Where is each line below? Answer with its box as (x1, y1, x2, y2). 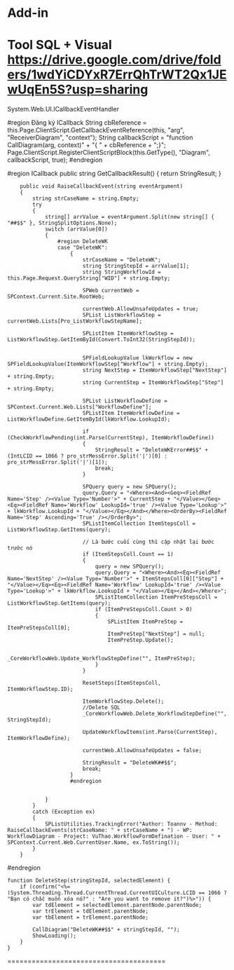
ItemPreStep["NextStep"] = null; (107, 631, 205, 638)
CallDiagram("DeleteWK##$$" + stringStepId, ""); (32, 927, 180, 934)
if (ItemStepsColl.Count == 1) (82, 551, 174, 558)
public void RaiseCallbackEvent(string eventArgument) (20, 183, 184, 190)
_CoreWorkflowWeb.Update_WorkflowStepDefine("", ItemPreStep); (7, 655, 196, 662)
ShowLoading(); (32, 932, 77, 940)
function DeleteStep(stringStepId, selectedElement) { (7, 877, 171, 884)
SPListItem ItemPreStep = (107, 618, 184, 625)
